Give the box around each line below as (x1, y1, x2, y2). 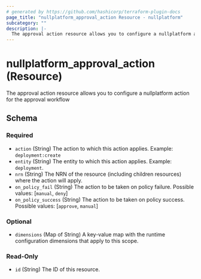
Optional (6, 217, 32, 226)
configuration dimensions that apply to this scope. (14, 238, 139, 245)
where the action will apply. (14, 176, 83, 184)
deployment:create (14, 152, 61, 158)
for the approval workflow (6, 96, 70, 103)
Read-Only (6, 252, 39, 260)
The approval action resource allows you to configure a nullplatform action (6, 89, 190, 97)
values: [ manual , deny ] (14, 190, 68, 197)
